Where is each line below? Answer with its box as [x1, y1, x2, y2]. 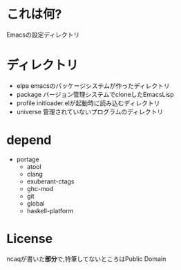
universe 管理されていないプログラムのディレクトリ [16, 107, 164, 116]
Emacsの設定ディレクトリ [6, 30, 80, 39]
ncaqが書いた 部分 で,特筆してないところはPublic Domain [6, 254, 166, 263]
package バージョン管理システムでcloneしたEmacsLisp [16, 90, 174, 98]
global [26, 199, 45, 208]
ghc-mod [26, 184, 54, 192]
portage [16, 155, 39, 163]
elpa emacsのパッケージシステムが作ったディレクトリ [16, 81, 170, 90]
